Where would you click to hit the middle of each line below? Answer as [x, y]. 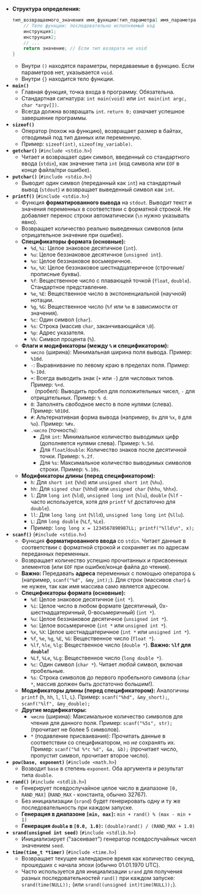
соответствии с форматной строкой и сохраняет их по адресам [105, 547]
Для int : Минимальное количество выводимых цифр [109, 437]
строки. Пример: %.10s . [70, 469]
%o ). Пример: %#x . [53, 424]
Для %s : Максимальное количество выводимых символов [115, 463]
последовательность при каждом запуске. [77, 808]
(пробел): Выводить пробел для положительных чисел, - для [115, 391]
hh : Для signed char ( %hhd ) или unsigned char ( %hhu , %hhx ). [104, 489]
